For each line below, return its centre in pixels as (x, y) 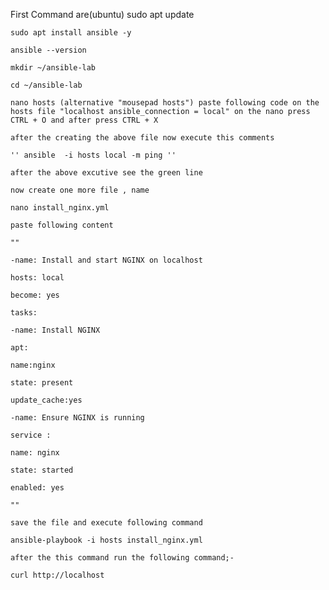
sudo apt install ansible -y (71, 33)
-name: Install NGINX (55, 330)
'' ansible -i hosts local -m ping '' (93, 155)
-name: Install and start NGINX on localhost (106, 260)
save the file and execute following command (106, 523)
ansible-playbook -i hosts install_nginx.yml (106, 540)
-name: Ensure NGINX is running (77, 418)
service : (31, 435)
